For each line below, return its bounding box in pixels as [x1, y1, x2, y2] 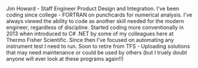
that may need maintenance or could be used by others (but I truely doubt [6, 49, 187, 56]
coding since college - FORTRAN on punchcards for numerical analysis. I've [6, 11, 193, 18]
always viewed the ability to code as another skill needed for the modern [6, 18, 184, 24]
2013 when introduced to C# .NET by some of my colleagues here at [6, 30, 174, 37]
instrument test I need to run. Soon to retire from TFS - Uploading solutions [6, 43, 190, 50]
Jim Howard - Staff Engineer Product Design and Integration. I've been [6, 5, 180, 12]
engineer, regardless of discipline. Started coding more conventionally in [6, 24, 184, 31]
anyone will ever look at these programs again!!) [6, 56, 124, 62]
